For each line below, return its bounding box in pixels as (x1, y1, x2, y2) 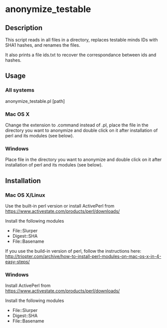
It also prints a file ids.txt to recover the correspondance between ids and (5, 52, 156, 58)
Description (5, 24, 42, 32)
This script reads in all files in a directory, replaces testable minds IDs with (5, 37, 158, 43)
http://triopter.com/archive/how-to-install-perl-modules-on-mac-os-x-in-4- (5, 253, 161, 259)
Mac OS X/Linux (5, 192, 45, 199)
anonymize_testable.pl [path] (5, 98, 65, 104)
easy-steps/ (5, 258, 30, 264)
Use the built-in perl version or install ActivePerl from (5, 203, 115, 209)
